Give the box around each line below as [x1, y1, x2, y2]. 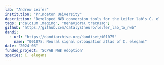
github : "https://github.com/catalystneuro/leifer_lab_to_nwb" [5, 25, 137, 30]
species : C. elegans [5, 52, 47, 58]
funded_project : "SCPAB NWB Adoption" [5, 48, 84, 53]
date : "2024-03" [5, 43, 38, 48]
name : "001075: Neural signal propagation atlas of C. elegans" [14, 39, 147, 44]
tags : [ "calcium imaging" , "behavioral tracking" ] [5, 21, 110, 26]
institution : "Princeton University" [5, 12, 82, 17]
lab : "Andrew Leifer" [5, 7, 49, 12]
